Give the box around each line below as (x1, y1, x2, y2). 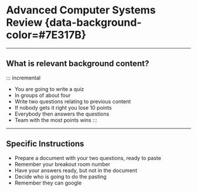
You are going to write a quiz (14, 85, 84, 92)
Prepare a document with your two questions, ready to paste (14, 154, 161, 161)
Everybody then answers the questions (14, 110, 110, 117)
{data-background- (45, 16, 142, 29)
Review (6, 16, 43, 29)
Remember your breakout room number (14, 160, 111, 167)
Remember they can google (14, 179, 82, 186)
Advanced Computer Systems (6, 4, 156, 17)
